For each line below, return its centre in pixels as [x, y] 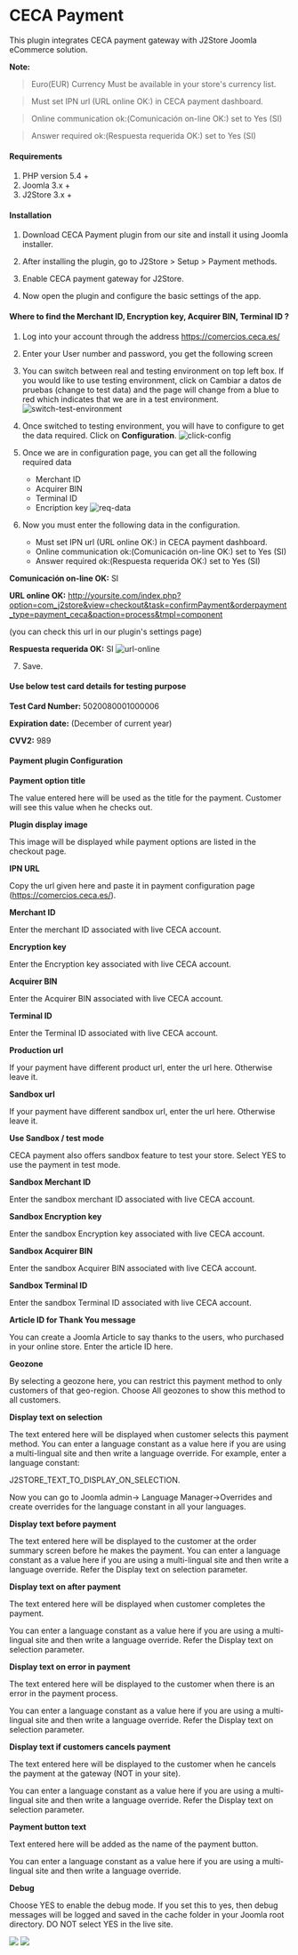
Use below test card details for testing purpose [98, 687]
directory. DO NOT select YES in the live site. [91, 1924]
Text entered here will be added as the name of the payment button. [134, 1844]
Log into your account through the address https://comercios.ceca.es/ [151, 336]
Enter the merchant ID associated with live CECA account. [115, 929]
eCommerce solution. [48, 49]
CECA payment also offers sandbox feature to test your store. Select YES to [148, 1155]
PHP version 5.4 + [55, 176]
